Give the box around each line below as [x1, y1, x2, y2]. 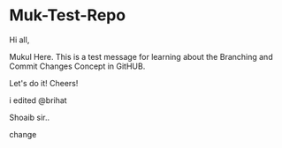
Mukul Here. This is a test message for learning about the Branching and [9, 51, 273, 62]
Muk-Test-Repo [9, 5, 126, 26]
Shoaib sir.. [9, 112, 50, 122]
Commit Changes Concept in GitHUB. [9, 61, 146, 71]
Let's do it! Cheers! [9, 78, 79, 88]
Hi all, [9, 34, 30, 45]
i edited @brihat [9, 94, 68, 106]
